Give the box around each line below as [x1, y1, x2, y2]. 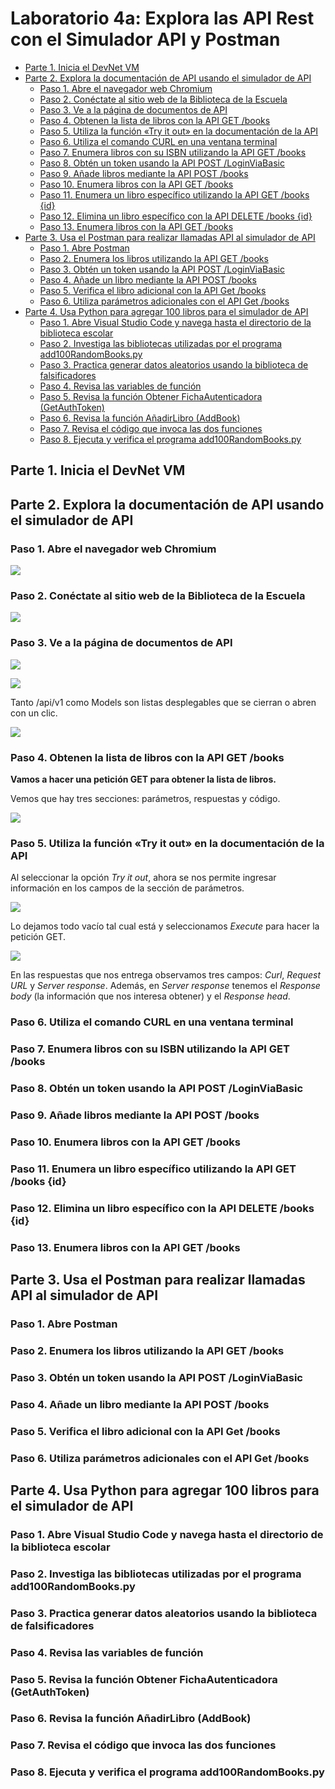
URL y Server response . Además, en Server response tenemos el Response [10, 980, 321, 992]
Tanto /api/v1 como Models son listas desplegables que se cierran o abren [10, 696, 317, 708]
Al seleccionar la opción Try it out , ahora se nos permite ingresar [10, 872, 277, 884]
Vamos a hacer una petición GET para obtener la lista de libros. [10, 773, 277, 785]
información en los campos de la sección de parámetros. [10, 882, 245, 894]
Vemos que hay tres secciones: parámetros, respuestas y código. [10, 792, 281, 804]
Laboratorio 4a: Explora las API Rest [10, 7, 315, 30]
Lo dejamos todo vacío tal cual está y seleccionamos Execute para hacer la [10, 920, 320, 932]
